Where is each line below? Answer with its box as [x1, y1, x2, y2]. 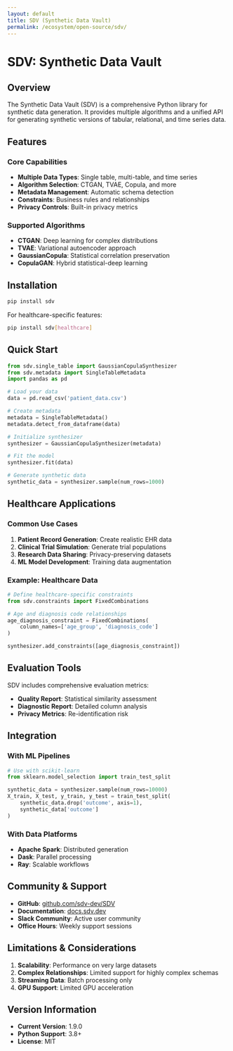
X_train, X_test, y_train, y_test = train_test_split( [7, 793, 171, 800]
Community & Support [7, 881, 107, 893]
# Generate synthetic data [7, 472, 86, 479]
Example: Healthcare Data [7, 575, 98, 585]
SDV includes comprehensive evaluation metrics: [7, 680, 149, 689]
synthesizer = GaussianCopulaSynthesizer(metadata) [7, 440, 161, 447]
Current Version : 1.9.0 [17, 1022, 83, 1031]
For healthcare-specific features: [7, 311, 103, 319]
